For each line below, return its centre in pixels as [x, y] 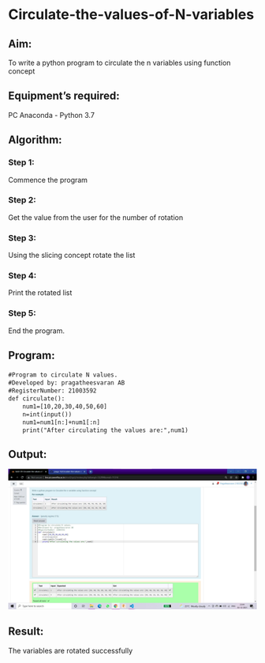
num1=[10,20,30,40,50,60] [65, 406]
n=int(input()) [47, 414]
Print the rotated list [40, 293]
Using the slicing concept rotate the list [72, 256]
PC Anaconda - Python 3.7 [51, 115]
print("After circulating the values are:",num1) [106, 430]
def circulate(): [37, 398]
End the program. [37, 331]
